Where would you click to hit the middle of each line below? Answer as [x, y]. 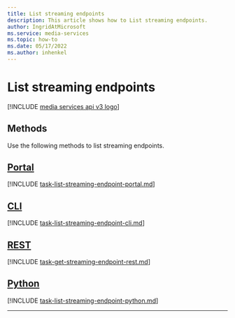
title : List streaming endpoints [56, 14]
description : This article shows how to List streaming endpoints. [108, 20]
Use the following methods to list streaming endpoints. [86, 145]
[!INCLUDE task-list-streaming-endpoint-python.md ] [83, 301]
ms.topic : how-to [33, 40]
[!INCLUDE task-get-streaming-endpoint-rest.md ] [79, 262]
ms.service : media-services [48, 33]
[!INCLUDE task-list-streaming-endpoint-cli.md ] [76, 223]
